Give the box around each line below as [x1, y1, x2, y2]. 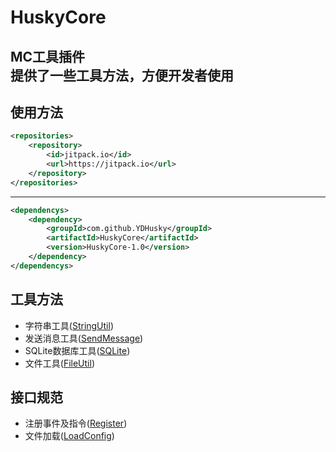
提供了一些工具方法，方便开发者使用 [10, 67, 234, 84]
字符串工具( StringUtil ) [24, 319, 115, 331]
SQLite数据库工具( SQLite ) [24, 344, 131, 356]
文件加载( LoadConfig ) [24, 430, 115, 442]
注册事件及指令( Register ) [24, 417, 128, 430]
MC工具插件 [10, 48, 86, 65]
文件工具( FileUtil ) [24, 357, 96, 369]
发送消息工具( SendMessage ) [24, 332, 144, 344]
